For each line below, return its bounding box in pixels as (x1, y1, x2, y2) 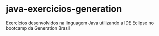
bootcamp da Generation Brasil (6, 25, 70, 31)
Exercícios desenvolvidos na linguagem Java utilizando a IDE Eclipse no (6, 20, 154, 26)
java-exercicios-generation (6, 3, 122, 15)
